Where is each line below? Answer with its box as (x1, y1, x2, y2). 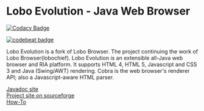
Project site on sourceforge (6, 92, 75, 99)
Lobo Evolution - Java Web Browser (6, 4, 191, 18)
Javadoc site (6, 85, 38, 92)
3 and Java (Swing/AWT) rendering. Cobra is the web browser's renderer (6, 67, 190, 74)
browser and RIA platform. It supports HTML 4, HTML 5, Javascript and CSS (6, 61, 197, 68)
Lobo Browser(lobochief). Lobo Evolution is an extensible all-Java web (6, 54, 183, 61)
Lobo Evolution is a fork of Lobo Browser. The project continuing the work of (6, 47, 199, 55)
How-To (6, 98, 26, 106)
